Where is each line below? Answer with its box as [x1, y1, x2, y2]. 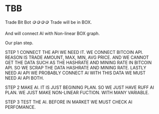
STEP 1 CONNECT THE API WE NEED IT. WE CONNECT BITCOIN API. [5, 49, 143, 55]
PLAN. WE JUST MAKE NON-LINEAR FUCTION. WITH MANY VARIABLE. [5, 89, 149, 95]
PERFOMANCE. [5, 104, 36, 110]
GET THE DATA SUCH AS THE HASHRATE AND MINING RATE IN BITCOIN [5, 59, 152, 65]
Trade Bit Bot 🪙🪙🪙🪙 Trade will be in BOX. [5, 19, 92, 25]
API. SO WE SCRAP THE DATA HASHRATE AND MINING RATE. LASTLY [5, 65, 146, 70]
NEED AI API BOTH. [5, 75, 44, 81]
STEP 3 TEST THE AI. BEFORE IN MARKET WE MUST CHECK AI [5, 99, 132, 105]
